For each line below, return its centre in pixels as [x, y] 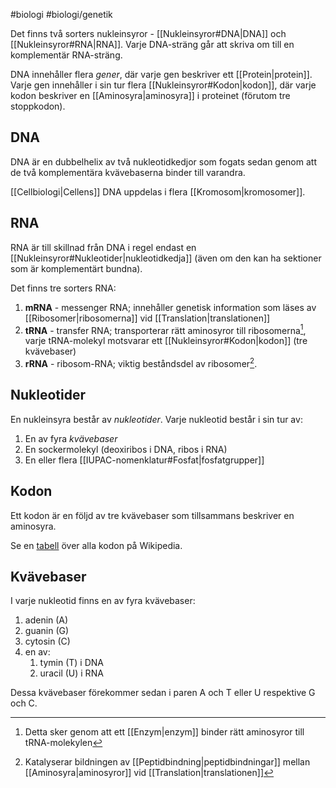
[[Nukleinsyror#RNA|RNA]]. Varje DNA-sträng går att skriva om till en [152, 44]
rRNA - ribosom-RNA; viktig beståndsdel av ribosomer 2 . [141, 362]
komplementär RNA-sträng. [66, 55]
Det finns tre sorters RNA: [63, 288]
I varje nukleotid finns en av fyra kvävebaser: [103, 601]
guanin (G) [47, 631]
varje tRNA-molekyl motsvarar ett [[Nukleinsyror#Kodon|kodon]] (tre [166, 341]
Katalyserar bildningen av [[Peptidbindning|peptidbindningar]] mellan [167, 762]
